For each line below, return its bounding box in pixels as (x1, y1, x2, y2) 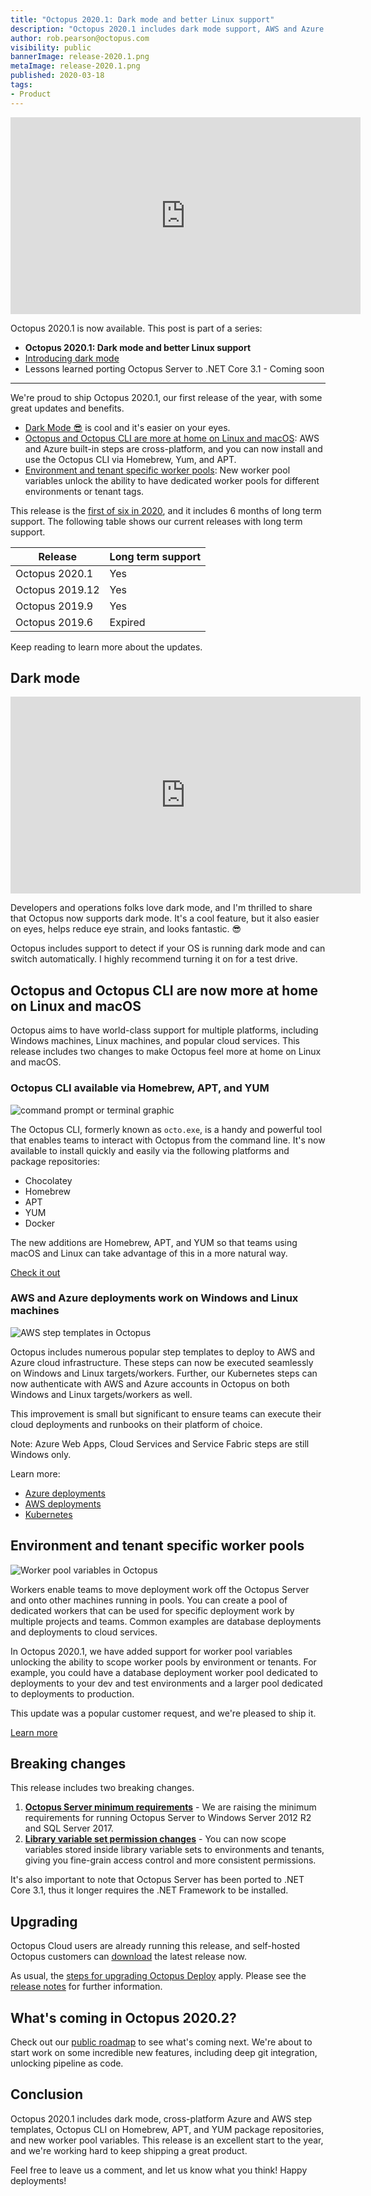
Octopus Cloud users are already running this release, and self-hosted (10, 1940, 301, 1952)
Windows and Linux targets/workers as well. (10, 1388, 193, 1400)
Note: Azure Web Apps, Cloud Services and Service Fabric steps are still (10, 1437, 310, 1450)
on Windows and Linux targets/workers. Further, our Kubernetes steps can (10, 1367, 318, 1379)
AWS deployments (24, 1497, 102, 1510)
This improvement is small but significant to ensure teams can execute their (10, 1407, 322, 1420)
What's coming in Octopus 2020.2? (10, 2009, 237, 2026)
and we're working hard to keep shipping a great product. (10, 2144, 248, 2156)
